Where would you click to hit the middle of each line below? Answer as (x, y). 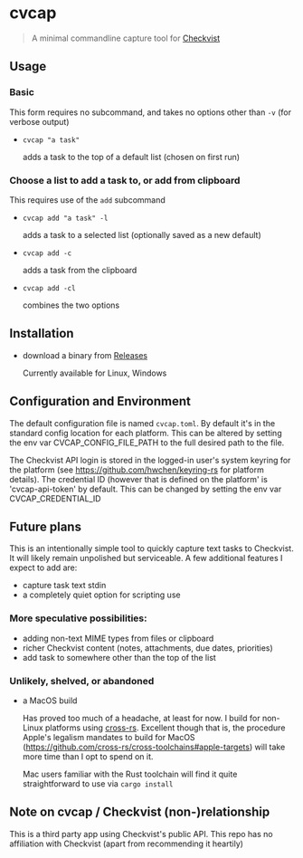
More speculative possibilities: (78, 618)
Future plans (45, 526)
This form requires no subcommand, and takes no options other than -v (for (151, 112)
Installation (42, 334)
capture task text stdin (64, 586)
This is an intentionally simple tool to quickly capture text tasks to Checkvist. (151, 548)
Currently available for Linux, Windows (95, 373)
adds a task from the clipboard (80, 270)
